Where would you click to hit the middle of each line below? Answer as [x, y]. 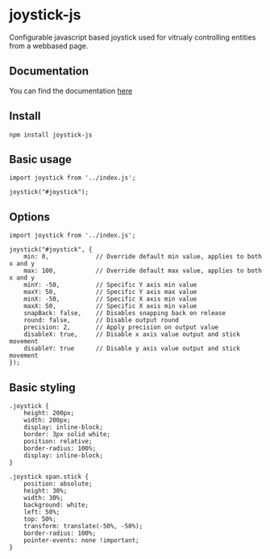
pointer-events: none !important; [81, 540]
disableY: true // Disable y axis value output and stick [132, 349]
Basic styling [42, 387]
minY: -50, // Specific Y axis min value [110, 285]
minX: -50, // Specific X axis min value [110, 299]
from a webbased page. [49, 45]
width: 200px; [47, 420]
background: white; [56, 505]
